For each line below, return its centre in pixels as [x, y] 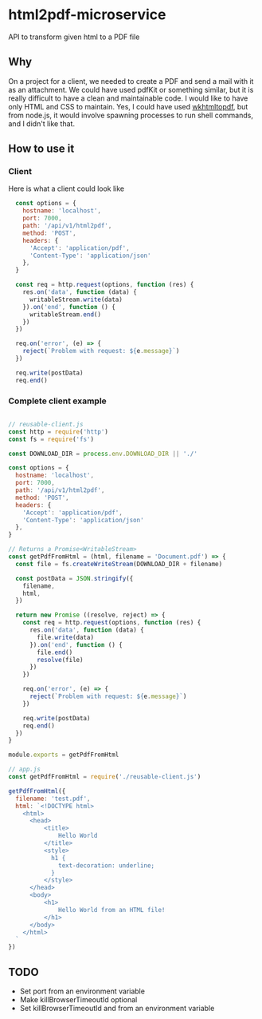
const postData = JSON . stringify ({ [74, 578]
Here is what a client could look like [66, 188]
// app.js [25, 769]
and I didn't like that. [42, 123]
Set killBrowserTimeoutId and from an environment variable [117, 1009]
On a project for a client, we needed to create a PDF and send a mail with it [131, 81]
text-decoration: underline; [107, 865]
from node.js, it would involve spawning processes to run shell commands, [131, 115]
